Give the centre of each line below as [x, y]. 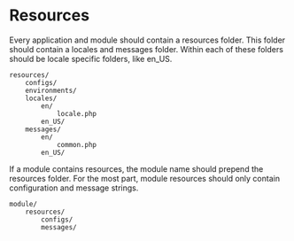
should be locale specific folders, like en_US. [91, 58]
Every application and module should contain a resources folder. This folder [147, 40]
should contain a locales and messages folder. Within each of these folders [146, 49]
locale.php [77, 113]
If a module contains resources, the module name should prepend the [136, 168]
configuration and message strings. [74, 188]
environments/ [51, 90]
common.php [77, 144]
